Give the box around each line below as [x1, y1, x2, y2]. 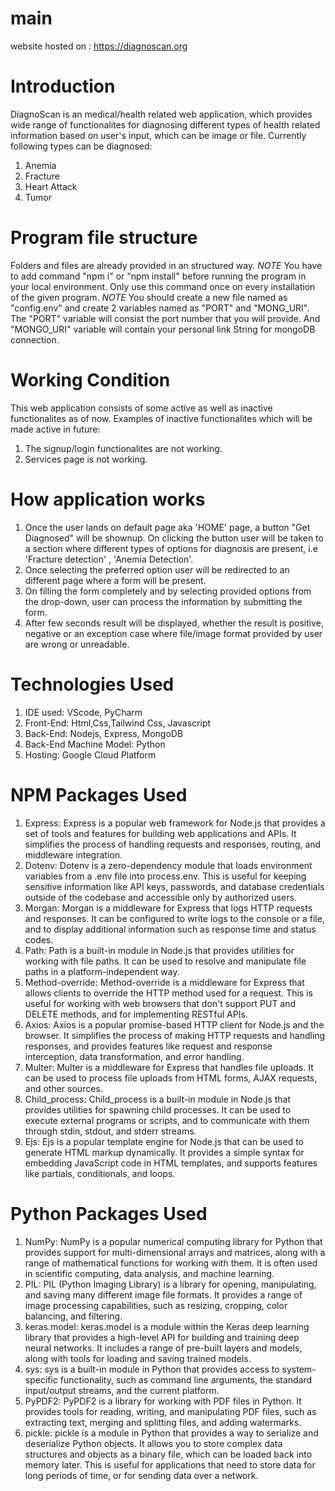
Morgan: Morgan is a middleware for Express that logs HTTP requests [24, 902, 313, 914]
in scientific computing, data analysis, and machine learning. [24, 1267, 275, 1279]
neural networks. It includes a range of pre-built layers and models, [24, 1342, 303, 1354]
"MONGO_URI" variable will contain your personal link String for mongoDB [10, 323, 316, 335]
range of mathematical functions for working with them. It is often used [24, 1257, 318, 1269]
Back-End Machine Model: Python [24, 738, 166, 750]
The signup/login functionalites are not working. [24, 442, 223, 454]
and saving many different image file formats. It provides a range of [24, 1288, 303, 1301]
